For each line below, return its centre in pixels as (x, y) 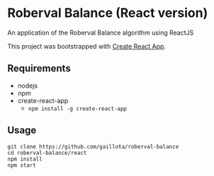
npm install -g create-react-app (78, 108)
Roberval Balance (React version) (108, 13)
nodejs (27, 86)
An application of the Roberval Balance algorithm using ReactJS (101, 33)
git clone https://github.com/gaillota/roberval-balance (93, 146)
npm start (22, 165)
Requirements (39, 69)
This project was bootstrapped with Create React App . (87, 46)
